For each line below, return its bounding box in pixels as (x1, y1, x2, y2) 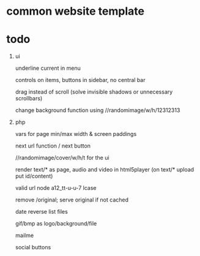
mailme (15, 232, 34, 239)
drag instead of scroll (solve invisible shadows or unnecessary (15, 88, 173, 96)
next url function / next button (15, 142, 91, 149)
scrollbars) (15, 95, 43, 102)
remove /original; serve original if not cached (15, 196, 129, 203)
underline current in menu (15, 64, 81, 72)
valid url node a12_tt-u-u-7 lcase (15, 184, 97, 192)
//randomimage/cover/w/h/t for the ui (15, 154, 109, 162)
